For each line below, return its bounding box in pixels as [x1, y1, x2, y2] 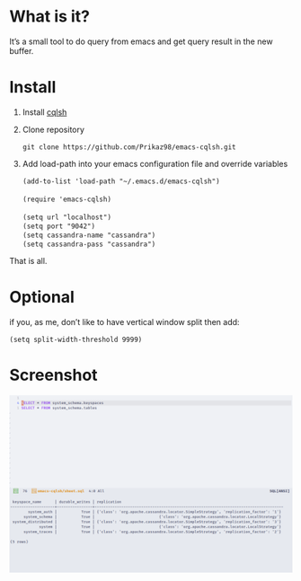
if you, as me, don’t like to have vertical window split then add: [9, 316, 240, 327]
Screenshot [9, 365, 98, 385]
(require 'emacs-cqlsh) [22, 195, 112, 204]
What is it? [9, 6, 91, 27]
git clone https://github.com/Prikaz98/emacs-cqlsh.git [22, 142, 236, 152]
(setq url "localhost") [22, 213, 112, 222]
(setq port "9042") [22, 222, 96, 231]
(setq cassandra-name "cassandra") [22, 231, 156, 240]
